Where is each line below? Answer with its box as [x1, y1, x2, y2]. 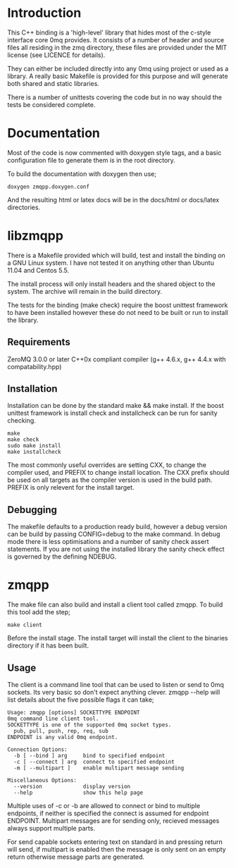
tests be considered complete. [7, 100, 96, 108]
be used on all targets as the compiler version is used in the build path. [7, 476, 213, 484]
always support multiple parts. [7, 824, 95, 832]
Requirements [7, 336, 70, 348]
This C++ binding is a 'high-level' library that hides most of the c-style [7, 28, 211, 37]
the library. [7, 316, 39, 324]
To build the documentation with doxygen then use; [7, 169, 157, 178]
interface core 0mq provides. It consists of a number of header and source [7, 35, 224, 44]
